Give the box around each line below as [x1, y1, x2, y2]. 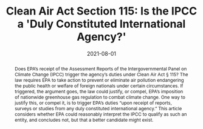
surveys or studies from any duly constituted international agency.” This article [14, 105, 182, 111]
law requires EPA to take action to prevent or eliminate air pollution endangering [14, 77, 184, 83]
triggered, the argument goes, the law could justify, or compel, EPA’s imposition [14, 88, 184, 94]
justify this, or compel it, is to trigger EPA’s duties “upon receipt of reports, [14, 99, 173, 106]
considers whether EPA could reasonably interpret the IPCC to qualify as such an [14, 111, 187, 117]
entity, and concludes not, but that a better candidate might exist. [14, 116, 154, 123]
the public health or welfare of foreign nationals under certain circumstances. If [14, 82, 184, 89]
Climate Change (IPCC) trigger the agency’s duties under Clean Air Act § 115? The [14, 71, 188, 78]
